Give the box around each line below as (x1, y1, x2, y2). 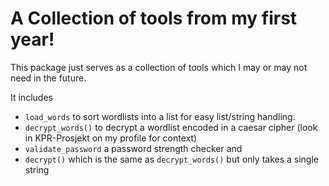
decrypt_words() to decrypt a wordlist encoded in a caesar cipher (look (24, 121, 318, 133)
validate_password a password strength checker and (24, 142, 243, 154)
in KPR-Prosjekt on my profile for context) (24, 132, 198, 144)
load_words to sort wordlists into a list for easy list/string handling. (24, 110, 296, 122)
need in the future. (10, 72, 87, 84)
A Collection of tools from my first (10, 7, 298, 30)
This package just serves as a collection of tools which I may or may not (10, 61, 308, 73)
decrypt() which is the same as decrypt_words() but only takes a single (24, 153, 319, 165)
